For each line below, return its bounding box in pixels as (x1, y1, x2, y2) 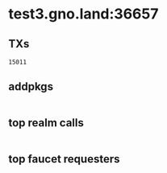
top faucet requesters (8, 152, 120, 166)
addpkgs (8, 80, 54, 93)
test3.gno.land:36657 (8, 5, 159, 23)
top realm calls (8, 116, 85, 130)
